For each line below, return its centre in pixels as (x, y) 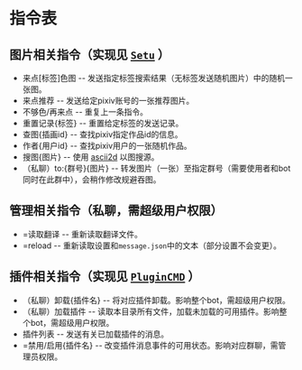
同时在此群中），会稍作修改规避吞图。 (92, 180)
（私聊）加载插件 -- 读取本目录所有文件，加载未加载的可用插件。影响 (151, 311)
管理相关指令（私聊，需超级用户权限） (116, 211)
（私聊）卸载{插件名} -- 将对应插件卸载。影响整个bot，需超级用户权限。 (156, 300)
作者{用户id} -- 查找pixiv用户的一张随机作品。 (107, 146)
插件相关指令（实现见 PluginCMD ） (105, 277)
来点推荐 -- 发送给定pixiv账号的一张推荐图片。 (108, 101)
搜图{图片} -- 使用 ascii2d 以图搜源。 (91, 157)
